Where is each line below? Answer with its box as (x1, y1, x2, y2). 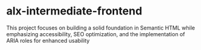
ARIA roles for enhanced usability (6, 37, 90, 44)
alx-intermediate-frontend (6, 4, 143, 18)
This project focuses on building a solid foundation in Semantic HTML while (6, 24, 196, 31)
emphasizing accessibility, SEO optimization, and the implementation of (6, 30, 185, 37)
